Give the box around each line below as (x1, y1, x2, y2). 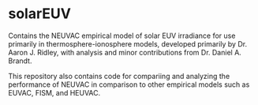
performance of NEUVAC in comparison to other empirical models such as (8, 80, 250, 89)
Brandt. (8, 56, 32, 66)
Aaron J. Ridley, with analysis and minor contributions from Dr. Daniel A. (8, 47, 242, 57)
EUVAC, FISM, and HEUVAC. (8, 88, 101, 97)
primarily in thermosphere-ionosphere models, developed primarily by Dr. (8, 39, 247, 48)
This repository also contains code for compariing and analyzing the (8, 71, 230, 81)
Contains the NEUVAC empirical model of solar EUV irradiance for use (8, 31, 236, 40)
